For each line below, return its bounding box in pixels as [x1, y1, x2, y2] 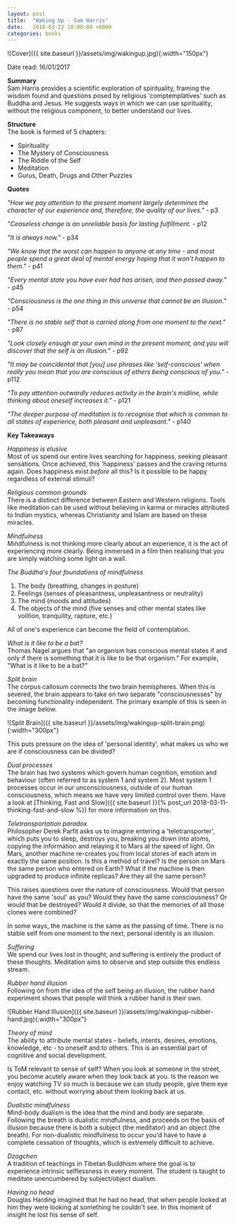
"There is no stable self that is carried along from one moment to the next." [7, 318, 226, 326]
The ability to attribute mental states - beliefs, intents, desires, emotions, [7, 1036, 218, 1045]
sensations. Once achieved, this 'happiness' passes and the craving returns [7, 459, 228, 469]
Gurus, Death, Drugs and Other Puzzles [17, 171, 132, 180]
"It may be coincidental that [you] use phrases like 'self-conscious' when [7, 360, 221, 369]
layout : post [7, 10, 46, 18]
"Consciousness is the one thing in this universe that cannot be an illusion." [7, 297, 227, 305]
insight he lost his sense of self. [7, 1210, 99, 1219]
